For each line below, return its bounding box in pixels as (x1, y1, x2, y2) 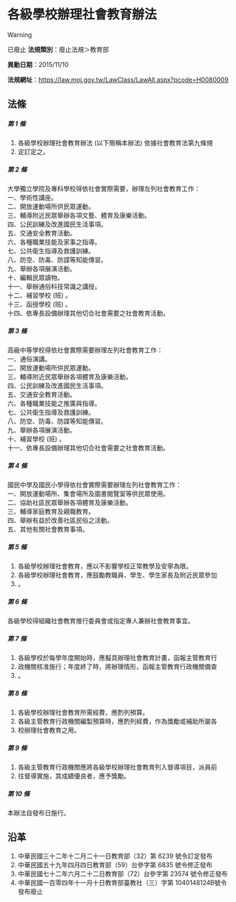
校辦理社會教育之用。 (17, 726, 80, 735)
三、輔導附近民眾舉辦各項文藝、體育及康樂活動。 (7, 211, 151, 220)
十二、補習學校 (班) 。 (7, 291, 73, 299)
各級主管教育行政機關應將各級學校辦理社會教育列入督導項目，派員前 (17, 763, 218, 772)
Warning (7, 30, 32, 39)
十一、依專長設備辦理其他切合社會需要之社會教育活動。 (7, 444, 169, 452)
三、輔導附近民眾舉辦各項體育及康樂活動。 (7, 373, 132, 381)
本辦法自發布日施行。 (7, 809, 70, 817)
